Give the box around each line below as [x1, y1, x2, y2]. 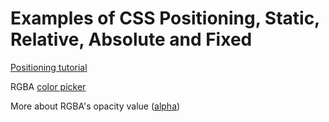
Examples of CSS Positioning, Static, [10, 7, 320, 30]
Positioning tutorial [10, 61, 88, 73]
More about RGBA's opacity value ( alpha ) [10, 100, 181, 112]
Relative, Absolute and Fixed [10, 28, 253, 51]
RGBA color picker [10, 80, 87, 92]
